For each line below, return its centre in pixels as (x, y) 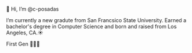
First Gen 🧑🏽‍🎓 (23, 44)
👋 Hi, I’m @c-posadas (32, 9)
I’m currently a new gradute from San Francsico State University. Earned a (96, 20)
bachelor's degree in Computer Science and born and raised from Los (92, 27)
